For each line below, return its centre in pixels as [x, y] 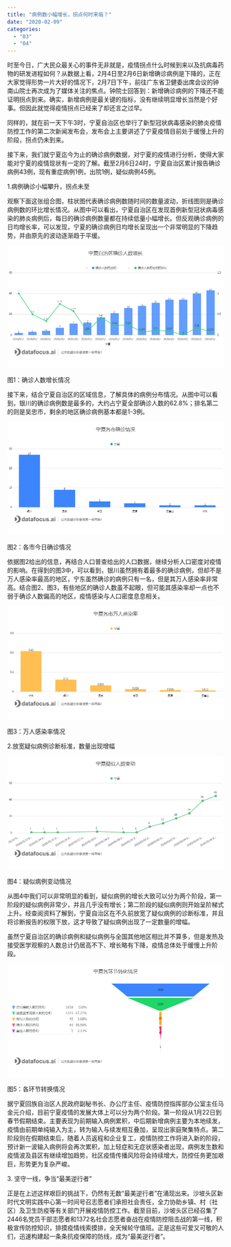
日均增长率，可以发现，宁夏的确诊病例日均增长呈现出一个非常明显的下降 [109, 227]
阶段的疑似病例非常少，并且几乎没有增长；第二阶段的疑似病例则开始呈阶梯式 [115, 905]
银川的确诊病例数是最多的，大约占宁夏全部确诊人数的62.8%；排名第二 [119, 403]
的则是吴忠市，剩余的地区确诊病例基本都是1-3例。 [78, 412]
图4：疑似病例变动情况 [40, 882]
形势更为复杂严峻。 [46, 1164]
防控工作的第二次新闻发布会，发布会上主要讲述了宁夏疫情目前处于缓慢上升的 [115, 132]
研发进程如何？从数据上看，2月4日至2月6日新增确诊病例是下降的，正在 [120, 74]
